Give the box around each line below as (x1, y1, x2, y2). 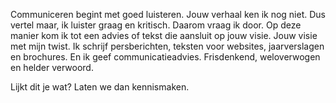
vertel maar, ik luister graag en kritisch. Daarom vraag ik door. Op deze (10, 19, 302, 31)
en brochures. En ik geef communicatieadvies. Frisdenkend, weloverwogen (10, 51, 321, 63)
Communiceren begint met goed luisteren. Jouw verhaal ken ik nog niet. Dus (10, 9, 326, 20)
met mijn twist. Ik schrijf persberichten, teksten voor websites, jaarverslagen (10, 40, 325, 52)
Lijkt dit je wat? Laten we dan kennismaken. (10, 81, 190, 93)
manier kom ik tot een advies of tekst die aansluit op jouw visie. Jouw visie (10, 30, 318, 41)
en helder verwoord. (10, 62, 94, 73)
